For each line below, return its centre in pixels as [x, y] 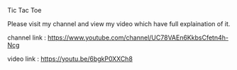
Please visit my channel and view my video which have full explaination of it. [119, 24]
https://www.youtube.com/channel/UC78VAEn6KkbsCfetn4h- [138, 37]
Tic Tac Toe [24, 10]
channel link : [27, 37]
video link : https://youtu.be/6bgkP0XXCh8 [70, 59]
